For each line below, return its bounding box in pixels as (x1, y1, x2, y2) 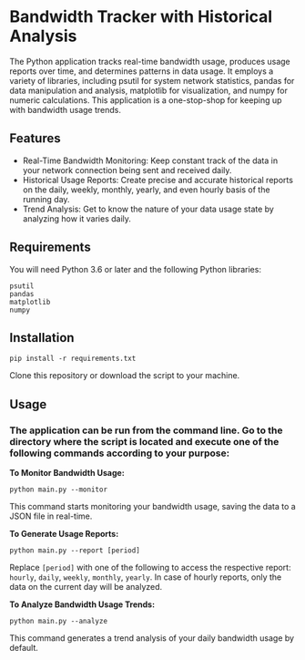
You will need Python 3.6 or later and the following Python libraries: (9, 263, 262, 274)
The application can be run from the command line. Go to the (9, 424, 284, 437)
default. (9, 643, 39, 654)
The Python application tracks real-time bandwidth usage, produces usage (9, 56, 291, 67)
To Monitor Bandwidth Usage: (9, 468, 125, 479)
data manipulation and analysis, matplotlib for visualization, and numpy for (9, 85, 289, 96)
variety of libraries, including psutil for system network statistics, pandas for (9, 75, 295, 86)
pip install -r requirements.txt (9, 354, 137, 364)
